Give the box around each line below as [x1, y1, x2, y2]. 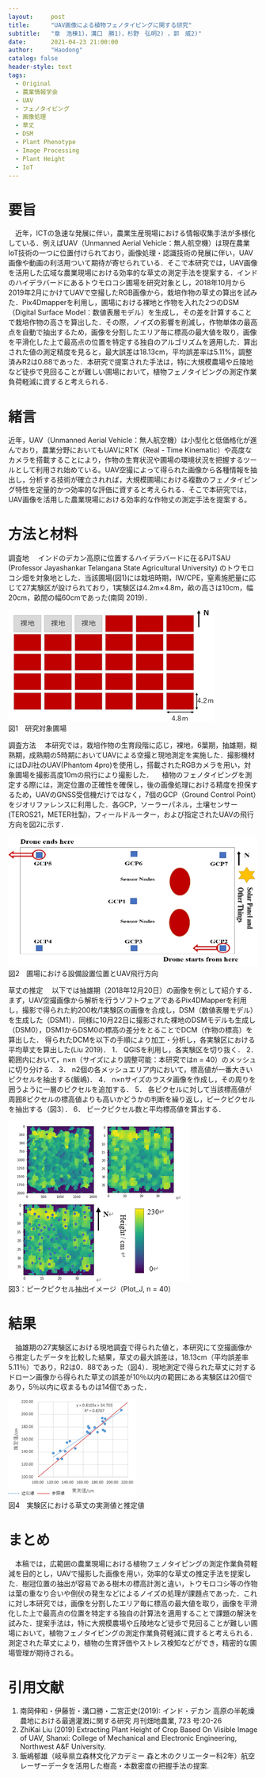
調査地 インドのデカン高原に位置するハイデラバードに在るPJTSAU [8, 553, 231, 563]
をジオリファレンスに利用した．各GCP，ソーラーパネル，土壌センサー [8, 800, 238, 810]
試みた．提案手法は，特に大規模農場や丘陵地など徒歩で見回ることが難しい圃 [8, 1618, 258, 1627]
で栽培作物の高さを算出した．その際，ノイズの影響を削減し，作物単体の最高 [8, 318, 258, 327]
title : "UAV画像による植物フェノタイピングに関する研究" [8, 21, 192, 29]
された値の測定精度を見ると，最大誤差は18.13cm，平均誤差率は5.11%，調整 [8, 347, 253, 357]
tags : [8, 71, 26, 79]
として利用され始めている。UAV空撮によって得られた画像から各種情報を [14, 465, 251, 475]
